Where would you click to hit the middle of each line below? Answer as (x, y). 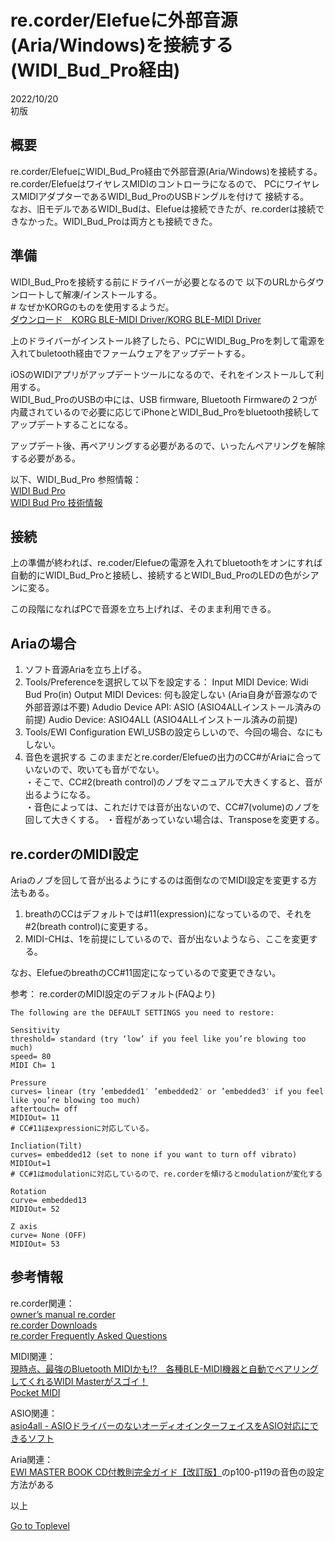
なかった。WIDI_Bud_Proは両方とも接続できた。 (118, 221)
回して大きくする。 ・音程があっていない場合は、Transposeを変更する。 (172, 820)
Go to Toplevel (40, 1525)
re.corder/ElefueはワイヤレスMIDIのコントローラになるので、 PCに (148, 183)
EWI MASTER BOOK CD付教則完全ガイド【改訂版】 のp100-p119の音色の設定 (167, 1472)
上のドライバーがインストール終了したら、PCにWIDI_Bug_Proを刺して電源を (168, 340)
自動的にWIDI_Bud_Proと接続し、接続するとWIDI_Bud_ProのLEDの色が (156, 575)
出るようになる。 (60, 795)
